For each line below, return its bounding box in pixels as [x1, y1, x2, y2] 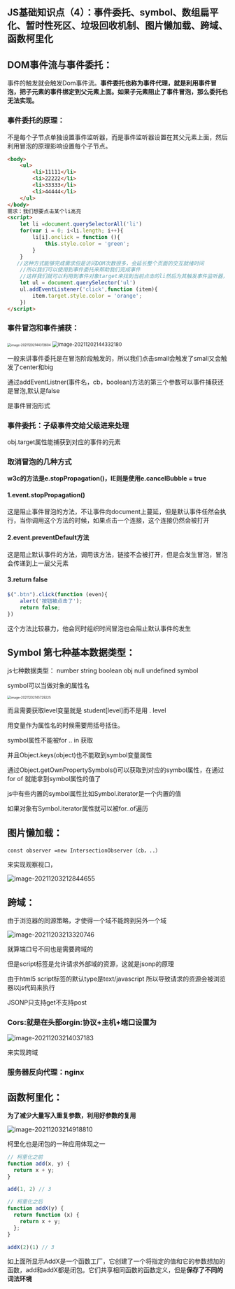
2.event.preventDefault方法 [7, 533, 90, 542]
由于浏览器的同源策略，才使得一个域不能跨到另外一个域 [7, 916, 166, 925]
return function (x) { [13, 1211, 80, 1219]
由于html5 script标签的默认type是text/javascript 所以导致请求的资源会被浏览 [7, 974, 226, 983]
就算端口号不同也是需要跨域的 [7, 944, 93, 953]
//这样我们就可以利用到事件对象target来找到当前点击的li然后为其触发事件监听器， [20, 273, 229, 280]
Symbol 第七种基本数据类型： [7, 647, 136, 659]
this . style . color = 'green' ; [44, 240, 130, 247]
